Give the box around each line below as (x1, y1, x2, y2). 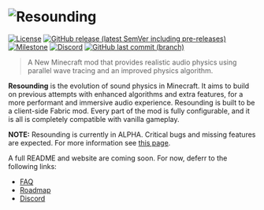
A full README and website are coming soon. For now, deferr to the (8, 153, 228, 163)
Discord (19, 193, 46, 203)
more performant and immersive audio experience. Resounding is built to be (8, 98, 255, 107)
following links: (8, 161, 57, 171)
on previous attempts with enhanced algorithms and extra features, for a (8, 89, 244, 98)
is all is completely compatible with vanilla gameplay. (8, 114, 180, 123)
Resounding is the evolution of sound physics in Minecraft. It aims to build (8, 81, 250, 90)
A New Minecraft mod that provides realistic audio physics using (27, 57, 237, 67)
